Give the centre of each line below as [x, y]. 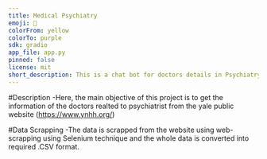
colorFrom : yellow [39, 30]
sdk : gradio [28, 45]
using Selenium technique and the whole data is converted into [146, 138]
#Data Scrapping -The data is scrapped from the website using [111, 130]
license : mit [30, 68]
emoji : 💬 [23, 23]
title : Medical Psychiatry [53, 16]
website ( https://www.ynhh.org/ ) [62, 114]
